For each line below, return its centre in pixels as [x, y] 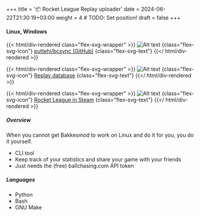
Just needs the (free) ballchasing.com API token [74, 166]
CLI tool [25, 153]
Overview [19, 120]
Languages [21, 179]
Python [24, 195]
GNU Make [28, 208]
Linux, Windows [27, 31]
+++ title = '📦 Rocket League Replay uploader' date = [73, 9]
